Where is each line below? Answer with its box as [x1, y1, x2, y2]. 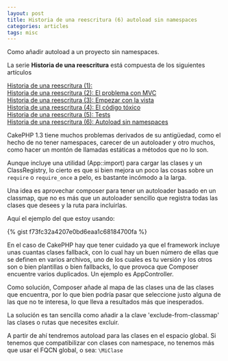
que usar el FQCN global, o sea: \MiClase [7, 346, 123, 354]
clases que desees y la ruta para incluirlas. [7, 201, 128, 209]
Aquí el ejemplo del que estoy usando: [7, 215, 115, 223]
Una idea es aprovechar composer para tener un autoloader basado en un [7, 187, 216, 195]
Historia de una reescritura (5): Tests [7, 111, 111, 119]
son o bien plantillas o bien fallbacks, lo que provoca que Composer [7, 263, 199, 271]
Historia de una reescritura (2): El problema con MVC [7, 89, 157, 97]
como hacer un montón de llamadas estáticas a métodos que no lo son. [7, 146, 209, 154]
